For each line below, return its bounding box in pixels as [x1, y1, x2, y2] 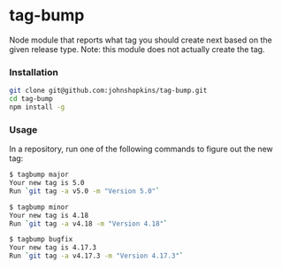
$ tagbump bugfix [9, 235, 73, 244]
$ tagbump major [9, 170, 69, 180]
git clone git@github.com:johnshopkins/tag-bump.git [9, 86, 208, 96]
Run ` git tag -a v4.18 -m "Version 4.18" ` [9, 219, 168, 228]
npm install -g [9, 103, 65, 111]
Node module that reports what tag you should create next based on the [9, 35, 272, 45]
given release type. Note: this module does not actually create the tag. [9, 43, 265, 54]
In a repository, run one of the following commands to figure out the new [9, 143, 274, 155]
